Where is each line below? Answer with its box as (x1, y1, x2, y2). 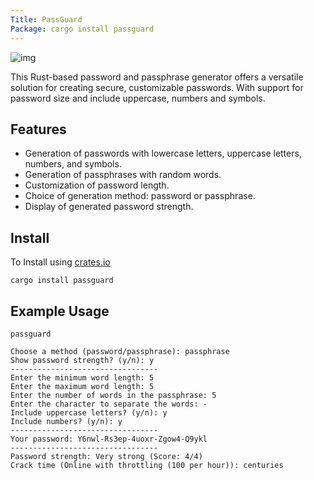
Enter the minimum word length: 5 (10, 372, 155, 383)
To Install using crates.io (10, 256, 111, 268)
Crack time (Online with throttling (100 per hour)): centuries (10, 460, 284, 470)
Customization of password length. (24, 179, 170, 191)
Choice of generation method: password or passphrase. (24, 190, 256, 202)
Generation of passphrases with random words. (24, 169, 222, 181)
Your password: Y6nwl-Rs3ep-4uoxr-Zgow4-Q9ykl (10, 434, 208, 444)
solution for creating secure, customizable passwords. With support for (10, 81, 304, 93)
